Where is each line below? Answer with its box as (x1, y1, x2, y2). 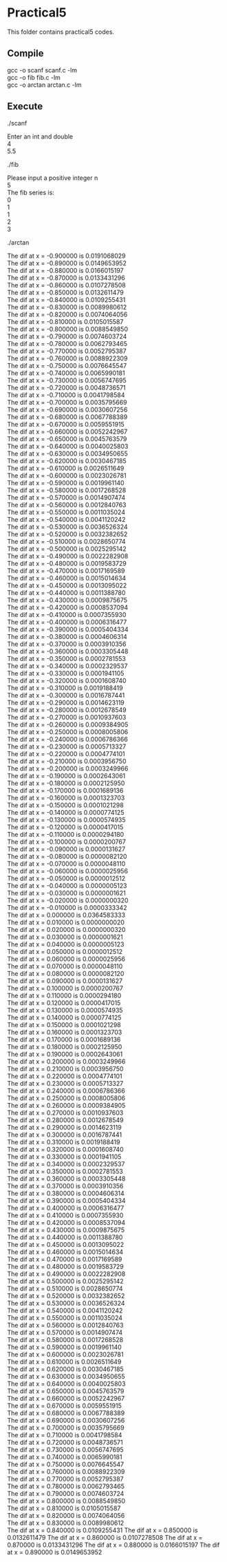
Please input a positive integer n (7, 174, 98, 182)
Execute (7, 101, 43, 112)
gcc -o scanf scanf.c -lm (7, 65, 78, 74)
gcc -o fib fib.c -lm (7, 73, 61, 81)
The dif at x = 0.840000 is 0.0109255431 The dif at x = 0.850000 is (7, 1525, 198, 1534)
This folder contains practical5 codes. (7, 28, 115, 36)
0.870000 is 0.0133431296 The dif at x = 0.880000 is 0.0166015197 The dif (7, 1541, 220, 1549)
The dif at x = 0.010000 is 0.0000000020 (7, 918, 125, 926)
